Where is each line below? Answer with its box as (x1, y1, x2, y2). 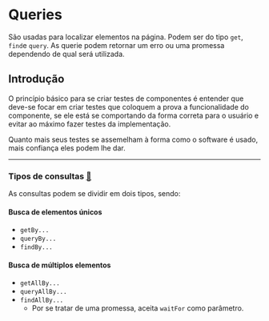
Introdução (8, 72, 65, 86)
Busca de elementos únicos (8, 207, 102, 217)
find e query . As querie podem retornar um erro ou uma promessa (8, 40, 225, 50)
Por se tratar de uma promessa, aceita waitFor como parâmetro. (31, 303, 244, 313)
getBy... (19, 227, 50, 235)
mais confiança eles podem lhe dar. (8, 142, 126, 153)
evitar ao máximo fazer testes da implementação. (8, 118, 171, 129)
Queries (8, 6, 62, 24)
